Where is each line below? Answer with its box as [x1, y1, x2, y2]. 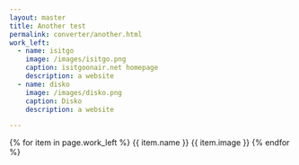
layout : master [9, 13, 66, 22]
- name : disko [17, 80, 70, 89]
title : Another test [9, 22, 87, 30]
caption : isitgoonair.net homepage [25, 64, 159, 73]
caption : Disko [25, 96, 83, 106]
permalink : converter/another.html [9, 30, 143, 39]
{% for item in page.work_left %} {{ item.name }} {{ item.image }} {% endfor [9, 137, 290, 148]
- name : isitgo [17, 47, 75, 56]
